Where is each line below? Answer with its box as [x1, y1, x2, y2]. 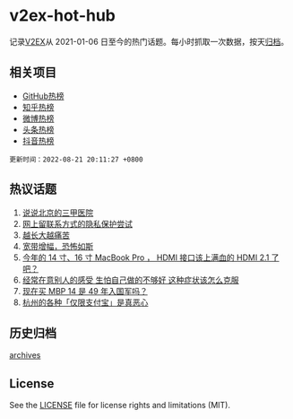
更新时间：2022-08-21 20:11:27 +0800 [9, 154, 143, 164]
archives [9, 350, 41, 361]
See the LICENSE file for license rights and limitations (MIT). [9, 400, 231, 411]
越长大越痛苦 [22, 230, 70, 240]
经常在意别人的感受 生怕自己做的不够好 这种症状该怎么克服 [22, 275, 239, 285]
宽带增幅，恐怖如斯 [22, 240, 94, 251]
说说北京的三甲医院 [22, 207, 94, 218]
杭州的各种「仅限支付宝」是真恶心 [22, 297, 149, 308]
